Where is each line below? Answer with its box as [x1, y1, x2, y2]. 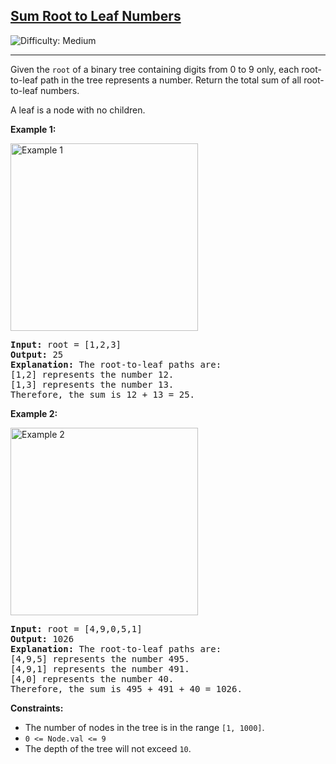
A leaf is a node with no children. [10, 104, 146, 116]
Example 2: [10, 407, 58, 419]
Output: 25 [10, 349, 64, 360]
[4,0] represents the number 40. [10, 673, 175, 684]
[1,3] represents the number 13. [10, 379, 175, 390]
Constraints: [10, 702, 64, 714]
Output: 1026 [10, 633, 75, 644]
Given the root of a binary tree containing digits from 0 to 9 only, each [10, 63, 300, 75]
